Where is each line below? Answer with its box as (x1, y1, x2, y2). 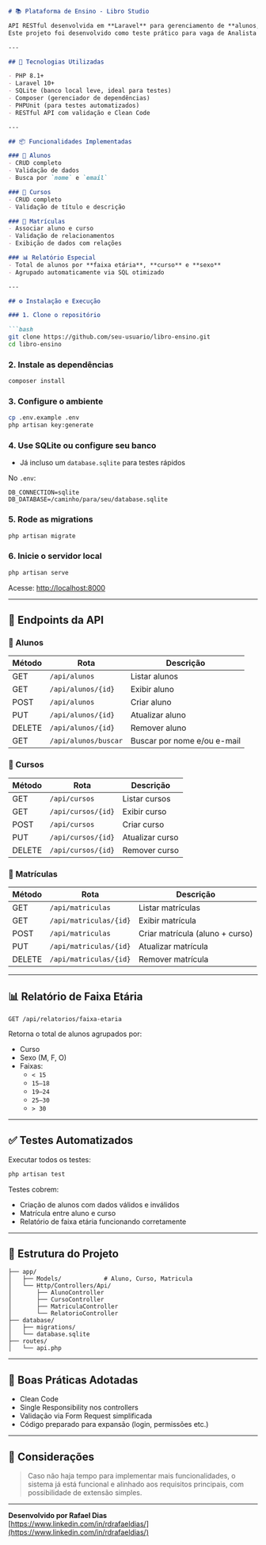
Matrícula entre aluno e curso (19, 1208, 116, 1218)
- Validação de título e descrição (8, 203, 126, 211)
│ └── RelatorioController (8, 1310, 119, 1317)
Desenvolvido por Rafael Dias (8, 1510, 108, 1520)
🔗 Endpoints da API (8, 614, 104, 627)
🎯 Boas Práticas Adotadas (8, 1373, 139, 1386)
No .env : (8, 473, 36, 483)
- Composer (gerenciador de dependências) (8, 94, 150, 102)
